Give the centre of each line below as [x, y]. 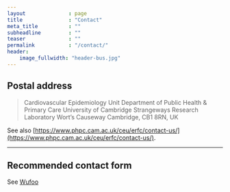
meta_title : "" [44, 26]
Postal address [40, 86]
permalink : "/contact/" [58, 45]
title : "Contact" [55, 20]
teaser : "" [44, 39]
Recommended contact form [69, 165]
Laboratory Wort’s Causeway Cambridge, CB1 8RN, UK [101, 117]
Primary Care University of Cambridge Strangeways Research [111, 110]
